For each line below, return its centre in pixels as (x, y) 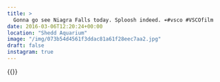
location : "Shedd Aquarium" (47, 33)
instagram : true (30, 52)
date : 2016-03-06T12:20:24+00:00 (55, 26)
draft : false (26, 45)
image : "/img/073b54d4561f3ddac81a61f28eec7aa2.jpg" (84, 39)
